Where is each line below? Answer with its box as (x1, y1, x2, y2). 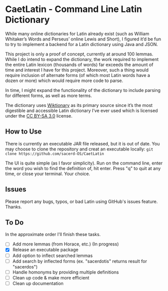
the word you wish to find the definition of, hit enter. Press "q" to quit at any (5, 165, 161, 171)
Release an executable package (12, 246, 79, 253)
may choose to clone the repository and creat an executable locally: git (5, 146, 153, 152)
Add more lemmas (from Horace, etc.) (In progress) (12, 241, 119, 247)
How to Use (5, 127, 42, 136)
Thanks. (5, 203, 22, 209)
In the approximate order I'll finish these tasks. (5, 231, 101, 237)
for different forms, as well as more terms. (5, 92, 92, 98)
